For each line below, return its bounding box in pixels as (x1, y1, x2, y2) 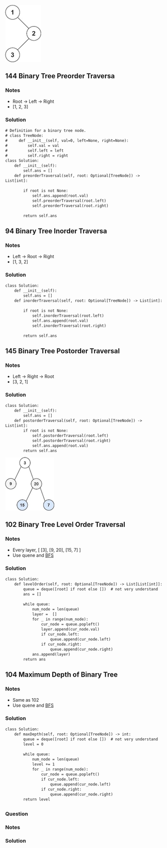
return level (23, 797, 51, 802)
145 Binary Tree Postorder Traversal (5, 347, 120, 355)
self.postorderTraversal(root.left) (32, 433, 109, 438)
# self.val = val (5, 143, 59, 148)
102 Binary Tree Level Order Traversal (5, 520, 125, 529)
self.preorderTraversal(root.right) (32, 203, 109, 208)
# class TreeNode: (5, 133, 44, 138)
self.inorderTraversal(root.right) (32, 323, 107, 328)
